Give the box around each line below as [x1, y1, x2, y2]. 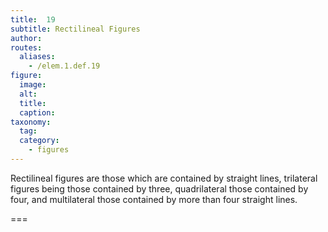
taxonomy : [10, 117, 52, 127]
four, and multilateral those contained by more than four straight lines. [10, 193, 298, 205]
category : [19, 136, 60, 146]
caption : [19, 107, 56, 118]
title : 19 [10, 14, 56, 25]
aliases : [19, 52, 56, 62]
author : [10, 33, 43, 43]
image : [19, 80, 47, 90]
